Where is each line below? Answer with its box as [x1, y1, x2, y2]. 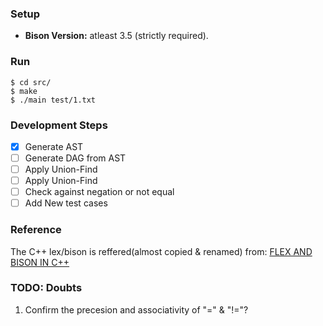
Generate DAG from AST [24, 152, 127, 164]
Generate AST [24, 140, 84, 152]
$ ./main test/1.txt [10, 95, 97, 105]
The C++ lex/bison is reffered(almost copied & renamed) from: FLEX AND [10, 245, 313, 257]
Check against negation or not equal [24, 186, 175, 198]
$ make [10, 86, 38, 96]
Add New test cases [24, 197, 108, 209]
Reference [10, 223, 62, 237]
